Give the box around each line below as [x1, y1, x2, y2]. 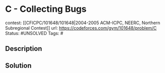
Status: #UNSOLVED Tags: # [5, 30, 63, 36]
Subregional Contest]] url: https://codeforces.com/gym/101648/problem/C [5, 25, 157, 31]
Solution [5, 61, 32, 70]
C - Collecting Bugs [5, 3, 87, 15]
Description [5, 44, 42, 53]
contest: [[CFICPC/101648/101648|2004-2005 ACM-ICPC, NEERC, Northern [5, 20, 161, 26]
